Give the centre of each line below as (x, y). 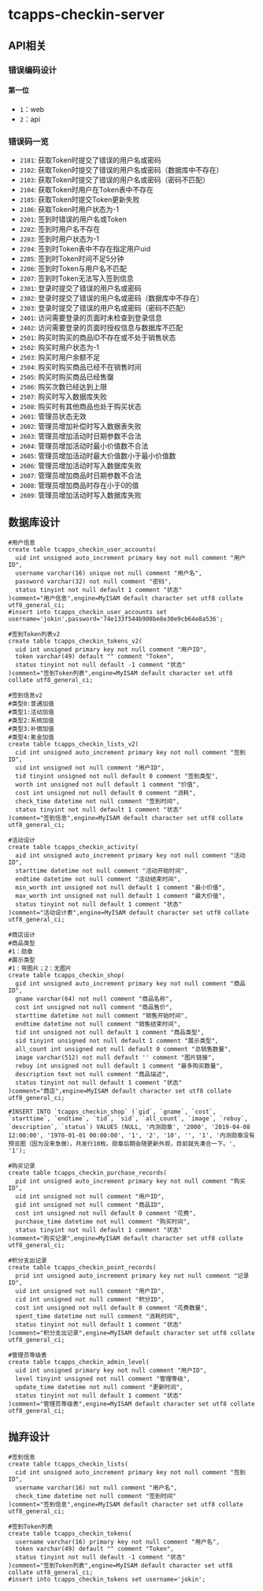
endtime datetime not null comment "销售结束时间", (98, 1024)
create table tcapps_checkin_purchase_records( (88, 1172)
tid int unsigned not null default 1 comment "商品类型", (110, 1032)
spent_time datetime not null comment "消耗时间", (98, 1316)
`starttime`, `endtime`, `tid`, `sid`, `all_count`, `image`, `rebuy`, (128, 1118)
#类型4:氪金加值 (31, 737)
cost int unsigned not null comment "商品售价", (94, 1007)
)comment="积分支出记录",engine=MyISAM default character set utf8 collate (131, 1333)
